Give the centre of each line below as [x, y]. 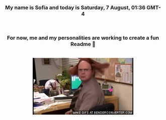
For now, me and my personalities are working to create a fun [83, 38]
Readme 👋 [83, 44]
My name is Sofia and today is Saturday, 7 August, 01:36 [75, 8]
